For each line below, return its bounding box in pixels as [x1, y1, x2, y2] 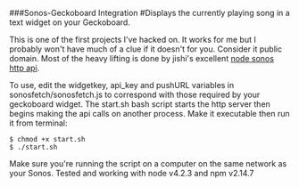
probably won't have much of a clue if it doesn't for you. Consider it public [9, 44, 283, 54]
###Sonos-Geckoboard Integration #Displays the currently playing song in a [9, 8, 290, 18]
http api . [9, 62, 40, 73]
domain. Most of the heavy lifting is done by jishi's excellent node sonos [9, 53, 275, 63]
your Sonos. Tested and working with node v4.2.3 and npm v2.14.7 [9, 168, 254, 178]
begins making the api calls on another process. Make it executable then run [9, 109, 290, 118]
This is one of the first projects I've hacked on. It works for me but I [9, 35, 256, 45]
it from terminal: [9, 118, 69, 128]
